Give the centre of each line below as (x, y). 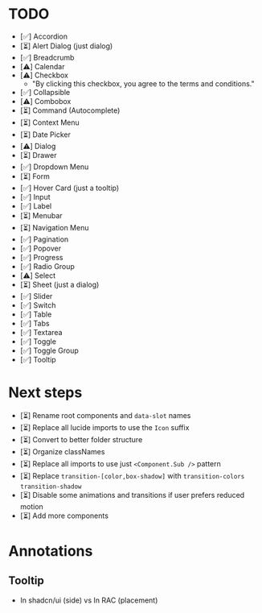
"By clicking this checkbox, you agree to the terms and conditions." (143, 83)
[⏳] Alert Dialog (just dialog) (66, 46)
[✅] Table (36, 314)
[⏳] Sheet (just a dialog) (59, 284)
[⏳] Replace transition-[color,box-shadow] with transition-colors (132, 475)
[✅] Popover (41, 248)
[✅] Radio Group (47, 266)
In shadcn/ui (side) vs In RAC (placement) (89, 600)
